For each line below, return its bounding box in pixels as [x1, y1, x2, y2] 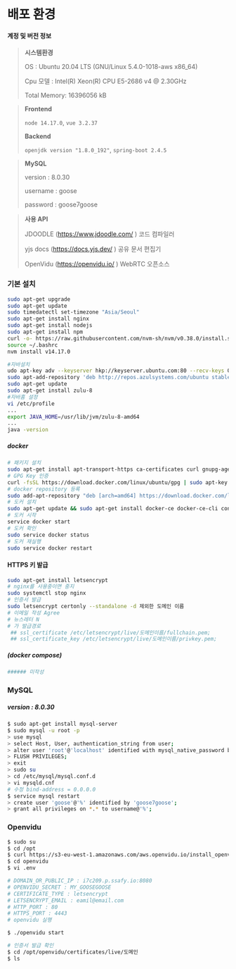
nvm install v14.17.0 [7, 348, 71, 355]
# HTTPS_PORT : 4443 [7, 910, 68, 917]
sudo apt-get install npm [7, 328, 83, 335]
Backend [24, 132, 51, 141]
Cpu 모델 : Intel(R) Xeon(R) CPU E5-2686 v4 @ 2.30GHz [24, 77, 188, 85]
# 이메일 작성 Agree [7, 609, 60, 617]
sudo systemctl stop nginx [7, 590, 86, 597]
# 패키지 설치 [7, 459, 41, 467]
